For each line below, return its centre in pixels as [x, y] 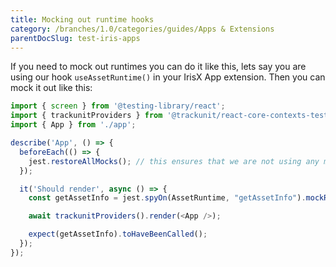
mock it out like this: [51, 88]
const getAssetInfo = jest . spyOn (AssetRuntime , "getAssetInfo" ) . [167, 198]
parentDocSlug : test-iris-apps [75, 38]
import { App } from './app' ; [73, 125]
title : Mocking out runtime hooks [82, 19]
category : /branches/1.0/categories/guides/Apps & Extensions [142, 29]
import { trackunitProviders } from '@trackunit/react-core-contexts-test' [171, 116]
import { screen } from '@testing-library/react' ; [118, 106]
